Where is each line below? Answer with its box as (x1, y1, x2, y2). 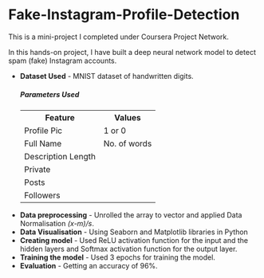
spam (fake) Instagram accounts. (8, 56, 117, 65)
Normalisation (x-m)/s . (19, 218, 94, 228)
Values (114, 112, 141, 123)
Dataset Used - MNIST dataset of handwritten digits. (19, 71, 194, 80)
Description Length (23, 151, 96, 162)
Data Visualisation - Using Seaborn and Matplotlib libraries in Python (19, 227, 249, 237)
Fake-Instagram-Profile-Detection (8, 6, 240, 24)
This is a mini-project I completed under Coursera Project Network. (8, 32, 229, 41)
